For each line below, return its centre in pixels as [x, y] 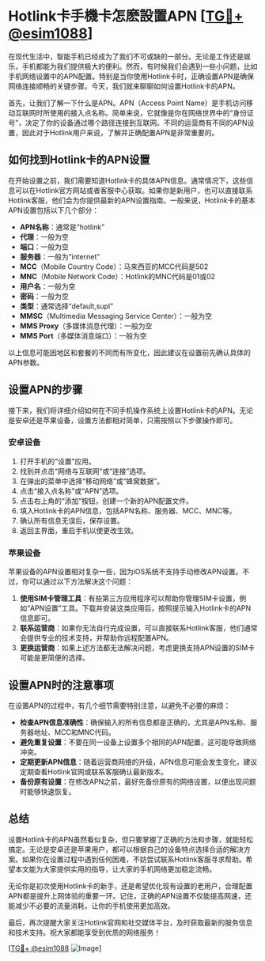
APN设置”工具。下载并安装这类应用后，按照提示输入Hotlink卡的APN [140, 608]
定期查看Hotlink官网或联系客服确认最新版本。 [93, 771]
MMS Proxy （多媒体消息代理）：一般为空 [86, 326]
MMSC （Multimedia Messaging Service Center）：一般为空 [115, 316]
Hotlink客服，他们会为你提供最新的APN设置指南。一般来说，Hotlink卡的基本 [132, 200]
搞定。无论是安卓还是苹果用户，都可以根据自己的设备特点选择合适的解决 [126, 849]
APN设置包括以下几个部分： [54, 210]
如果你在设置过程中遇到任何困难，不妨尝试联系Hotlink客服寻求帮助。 [134, 859]
